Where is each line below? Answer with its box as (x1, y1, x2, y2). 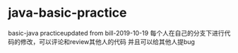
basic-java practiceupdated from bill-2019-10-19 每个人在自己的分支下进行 (8, 29, 225, 37)
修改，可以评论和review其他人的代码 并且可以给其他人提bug (20, 37, 195, 46)
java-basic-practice (8, 5, 127, 21)
